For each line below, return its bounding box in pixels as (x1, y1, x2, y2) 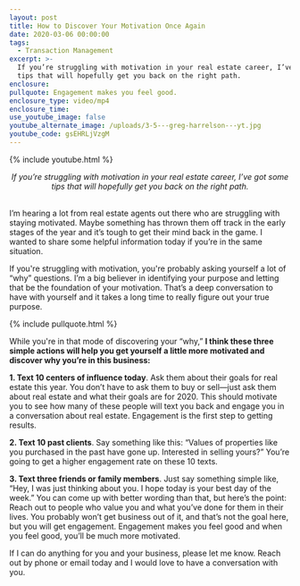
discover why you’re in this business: (9, 354, 151, 365)
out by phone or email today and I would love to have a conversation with (9, 556, 279, 568)
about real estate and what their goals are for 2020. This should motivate (9, 391, 278, 402)
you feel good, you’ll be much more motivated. (9, 530, 181, 541)
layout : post (9, 13, 58, 22)
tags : (9, 38, 29, 47)
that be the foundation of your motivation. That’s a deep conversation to (9, 282, 274, 293)
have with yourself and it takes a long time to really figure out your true (9, 292, 270, 302)
